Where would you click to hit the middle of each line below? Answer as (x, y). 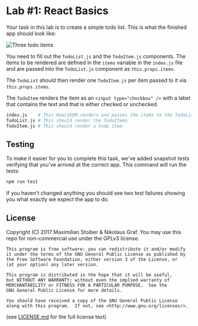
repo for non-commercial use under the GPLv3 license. (73, 238)
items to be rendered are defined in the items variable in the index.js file (94, 62)
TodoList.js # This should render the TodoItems (67, 120)
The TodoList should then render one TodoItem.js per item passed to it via (96, 80)
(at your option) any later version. (52, 265)
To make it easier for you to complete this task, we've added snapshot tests (98, 159)
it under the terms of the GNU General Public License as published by (96, 255)
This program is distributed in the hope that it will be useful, (89, 275)
